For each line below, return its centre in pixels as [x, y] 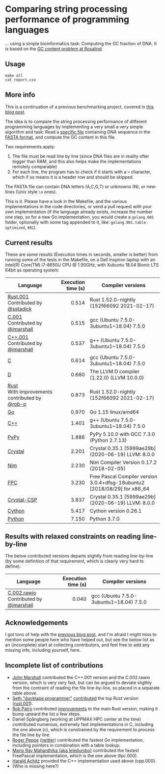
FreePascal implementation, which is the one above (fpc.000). [75, 755]
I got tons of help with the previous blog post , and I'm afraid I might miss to [81, 634]
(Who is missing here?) [35, 766]
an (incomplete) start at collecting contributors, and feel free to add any [77, 645]
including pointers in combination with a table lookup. [66, 745]
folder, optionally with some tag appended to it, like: [57, 222]
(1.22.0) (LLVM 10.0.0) [117, 378]
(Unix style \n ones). [36, 192]
